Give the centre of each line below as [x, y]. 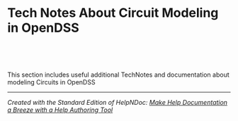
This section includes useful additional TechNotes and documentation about [118, 75]
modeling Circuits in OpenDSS [51, 82]
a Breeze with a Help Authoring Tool [60, 110]
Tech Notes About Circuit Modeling [113, 13]
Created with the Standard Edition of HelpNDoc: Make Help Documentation [118, 102]
